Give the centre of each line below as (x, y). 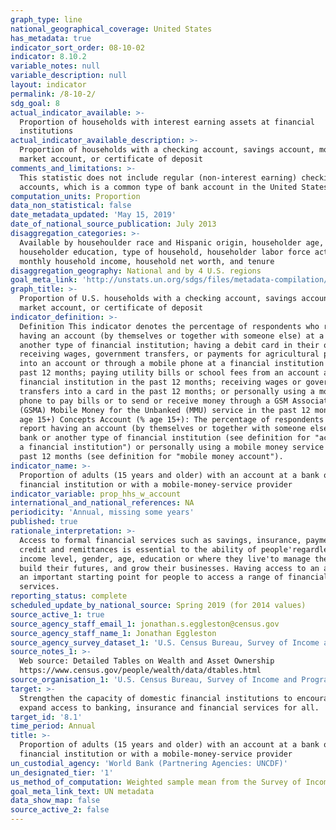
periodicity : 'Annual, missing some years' (102, 512)
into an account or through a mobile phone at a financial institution (172, 364)
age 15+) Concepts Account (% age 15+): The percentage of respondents (172, 419)
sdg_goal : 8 (35, 103)
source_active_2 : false (60, 810)
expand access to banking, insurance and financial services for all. (169, 707)
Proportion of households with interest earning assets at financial (167, 122)
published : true (44, 522)
